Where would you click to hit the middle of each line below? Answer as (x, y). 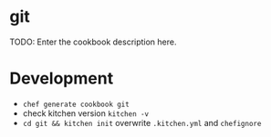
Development (62, 78)
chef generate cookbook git (76, 104)
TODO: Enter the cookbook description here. (93, 42)
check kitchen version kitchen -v (86, 113)
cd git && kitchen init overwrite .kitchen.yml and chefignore (142, 122)
